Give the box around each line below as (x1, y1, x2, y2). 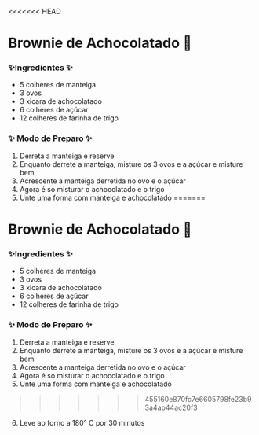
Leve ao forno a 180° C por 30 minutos (19, 418, 145, 427)
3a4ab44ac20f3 (144, 403, 198, 412)
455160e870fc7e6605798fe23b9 (144, 394, 252, 404)
